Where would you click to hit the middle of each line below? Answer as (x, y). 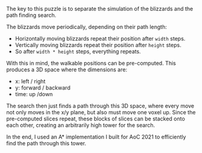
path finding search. (31, 15)
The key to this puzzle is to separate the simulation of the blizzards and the (100, 9)
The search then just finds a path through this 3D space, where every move (100, 106)
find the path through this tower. (46, 143)
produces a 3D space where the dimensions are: (67, 70)
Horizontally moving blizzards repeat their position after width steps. (100, 38)
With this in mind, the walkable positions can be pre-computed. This (91, 63)
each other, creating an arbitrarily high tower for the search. (81, 125)
